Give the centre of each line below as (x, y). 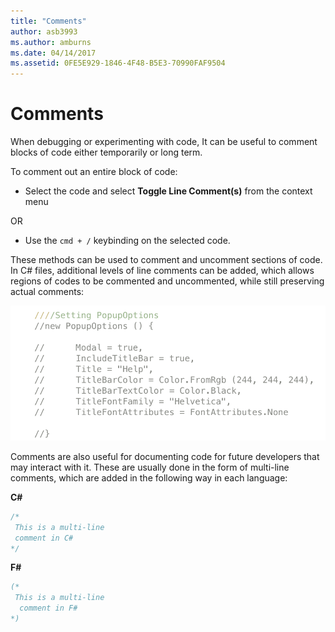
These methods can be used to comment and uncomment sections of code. (166, 260)
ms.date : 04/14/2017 (53, 53)
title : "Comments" (48, 21)
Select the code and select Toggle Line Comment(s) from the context (168, 191)
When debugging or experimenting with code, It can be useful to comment (164, 142)
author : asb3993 (44, 31)
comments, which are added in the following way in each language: (149, 477)
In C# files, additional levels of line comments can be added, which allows (162, 271)
